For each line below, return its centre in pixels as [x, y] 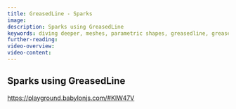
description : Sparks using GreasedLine [66, 27]
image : [17, 20]
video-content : [29, 53]
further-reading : [33, 40]
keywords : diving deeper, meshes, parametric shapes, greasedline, [108, 33]
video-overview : [31, 46]
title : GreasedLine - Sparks [50, 14]
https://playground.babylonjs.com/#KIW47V [71, 98]
